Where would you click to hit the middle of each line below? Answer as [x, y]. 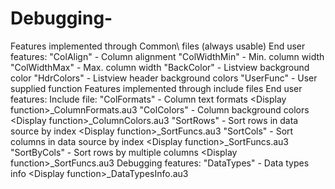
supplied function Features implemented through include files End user [156, 88]
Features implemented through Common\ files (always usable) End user [158, 46]
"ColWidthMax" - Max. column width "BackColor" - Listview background [160, 67]
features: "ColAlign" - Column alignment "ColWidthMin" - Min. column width [167, 56]
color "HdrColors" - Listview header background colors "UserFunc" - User [164, 78]
